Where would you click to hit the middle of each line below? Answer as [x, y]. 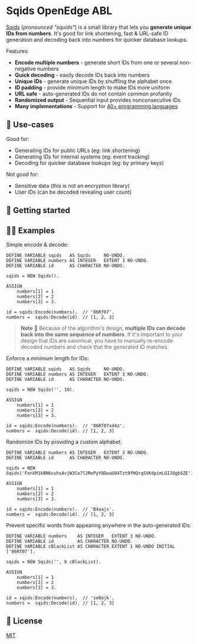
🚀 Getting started [38, 210]
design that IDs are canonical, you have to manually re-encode [97, 340]
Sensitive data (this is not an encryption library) [72, 185]
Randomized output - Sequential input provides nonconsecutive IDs [98, 100]
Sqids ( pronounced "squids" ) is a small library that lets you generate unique [99, 27]
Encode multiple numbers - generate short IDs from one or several [96, 62]
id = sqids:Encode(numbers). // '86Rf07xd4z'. [66, 426]
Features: [18, 51]
